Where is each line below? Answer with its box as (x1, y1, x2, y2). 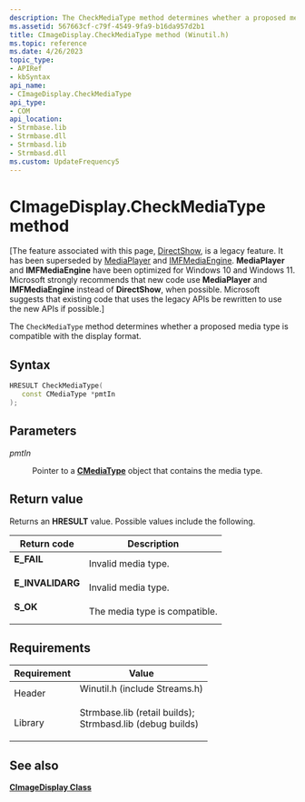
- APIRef (9, 65, 43, 74)
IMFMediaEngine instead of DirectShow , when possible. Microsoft (9, 284, 261, 296)
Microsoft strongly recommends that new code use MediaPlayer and (9, 275, 268, 286)
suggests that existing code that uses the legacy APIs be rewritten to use (9, 294, 282, 305)
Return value (9, 492, 84, 507)
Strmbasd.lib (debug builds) (79, 717, 200, 730)
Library (14, 717, 44, 729)
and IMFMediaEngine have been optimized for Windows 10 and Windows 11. (9, 265, 296, 276)
